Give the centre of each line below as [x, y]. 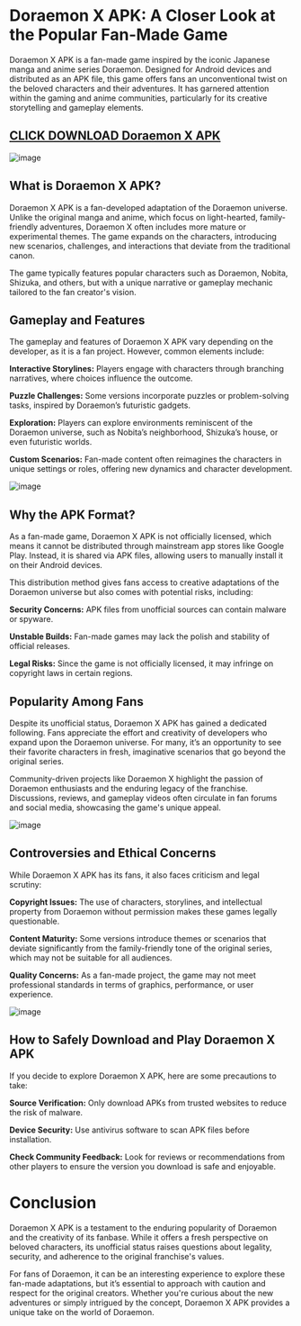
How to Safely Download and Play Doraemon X [142, 1040]
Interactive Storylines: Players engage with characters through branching [147, 369]
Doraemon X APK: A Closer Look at [142, 16]
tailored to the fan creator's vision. [73, 292]
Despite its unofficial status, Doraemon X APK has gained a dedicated [138, 723]
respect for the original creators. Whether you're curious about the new [142, 1293]
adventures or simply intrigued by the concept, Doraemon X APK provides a [150, 1303]
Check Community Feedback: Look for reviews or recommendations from [147, 1157]
